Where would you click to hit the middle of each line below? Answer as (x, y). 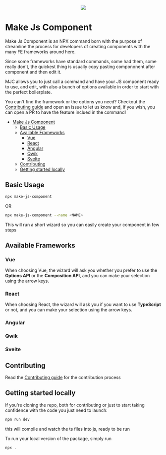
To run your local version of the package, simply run (58, 438)
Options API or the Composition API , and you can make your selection (78, 276)
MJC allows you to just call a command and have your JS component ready (82, 81)
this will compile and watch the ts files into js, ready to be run (68, 429)
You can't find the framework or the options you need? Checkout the (75, 101)
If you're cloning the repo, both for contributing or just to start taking (75, 405)
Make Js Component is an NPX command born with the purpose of (74, 41)
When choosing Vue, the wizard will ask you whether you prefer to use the (81, 270)
